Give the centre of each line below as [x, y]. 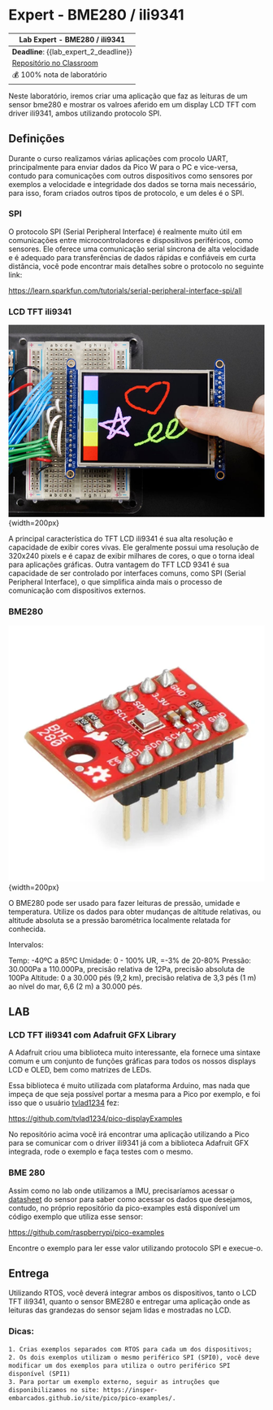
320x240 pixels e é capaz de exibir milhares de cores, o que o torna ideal [131, 556]
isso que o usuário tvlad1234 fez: [64, 1103]
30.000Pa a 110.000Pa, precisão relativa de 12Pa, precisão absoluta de [127, 968]
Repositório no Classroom [55, 63]
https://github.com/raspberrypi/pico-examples [87, 1232]
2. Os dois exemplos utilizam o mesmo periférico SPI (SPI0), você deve [134, 1357]
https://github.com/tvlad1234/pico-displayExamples [95, 1119]
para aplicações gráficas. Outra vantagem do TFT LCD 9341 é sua [119, 565]
